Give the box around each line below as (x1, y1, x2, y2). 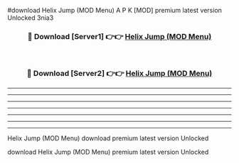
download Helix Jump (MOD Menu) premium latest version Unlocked (7, 147, 209, 156)
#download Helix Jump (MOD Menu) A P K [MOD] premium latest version (7, 6, 223, 14)
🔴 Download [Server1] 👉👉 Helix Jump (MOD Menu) (27, 31, 212, 41)
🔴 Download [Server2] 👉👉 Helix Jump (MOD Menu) (26, 69, 213, 79)
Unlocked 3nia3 (7, 13, 54, 22)
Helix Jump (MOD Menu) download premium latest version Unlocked (7, 134, 209, 142)
